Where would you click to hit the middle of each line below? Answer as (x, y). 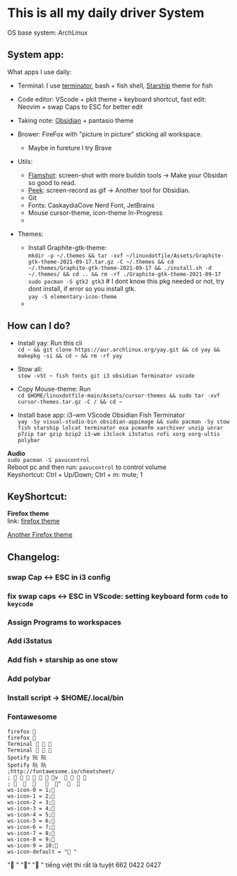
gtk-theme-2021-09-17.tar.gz (71, 262)
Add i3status (30, 641)
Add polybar (29, 679)
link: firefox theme (34, 521)
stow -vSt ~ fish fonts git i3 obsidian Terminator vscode (106, 376)
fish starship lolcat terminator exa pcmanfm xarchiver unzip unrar (120, 428)
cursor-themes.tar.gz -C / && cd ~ (70, 402)
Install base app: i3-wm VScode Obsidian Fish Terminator (101, 415)
